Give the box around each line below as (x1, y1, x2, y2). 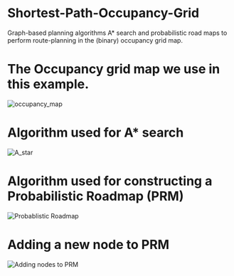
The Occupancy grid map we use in (7, 61, 220, 78)
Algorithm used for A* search (7, 124, 184, 141)
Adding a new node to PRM (7, 236, 169, 253)
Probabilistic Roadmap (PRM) (7, 189, 184, 204)
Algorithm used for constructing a (7, 173, 213, 189)
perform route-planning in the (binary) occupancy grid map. (7, 36, 184, 44)
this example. (7, 76, 90, 92)
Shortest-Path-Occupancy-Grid (7, 5, 200, 21)
